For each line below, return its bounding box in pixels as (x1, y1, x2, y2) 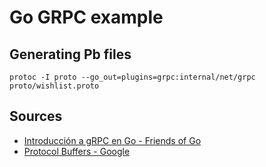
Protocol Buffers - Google (23, 145, 131, 157)
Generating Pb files (9, 46, 132, 63)
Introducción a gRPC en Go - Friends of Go (23, 134, 202, 146)
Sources (9, 108, 63, 125)
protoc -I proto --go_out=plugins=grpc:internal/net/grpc (9, 72, 256, 82)
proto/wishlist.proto (9, 81, 100, 91)
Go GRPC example (9, 6, 164, 29)
